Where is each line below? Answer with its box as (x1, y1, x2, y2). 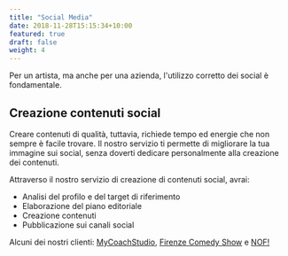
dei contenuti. (9, 157, 59, 167)
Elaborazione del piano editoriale (21, 200, 143, 211)
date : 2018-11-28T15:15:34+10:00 (9, 21, 133, 30)
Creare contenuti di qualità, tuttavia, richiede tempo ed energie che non (9, 128, 270, 139)
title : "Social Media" (9, 12, 93, 22)
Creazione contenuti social (9, 105, 161, 120)
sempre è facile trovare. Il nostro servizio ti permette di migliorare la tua (9, 138, 270, 149)
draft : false (9, 37, 58, 47)
